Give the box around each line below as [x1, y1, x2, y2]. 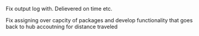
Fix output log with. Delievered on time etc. [5, 5, 113, 12]
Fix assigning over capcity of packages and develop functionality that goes [5, 17, 193, 23]
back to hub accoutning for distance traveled [5, 23, 118, 30]
